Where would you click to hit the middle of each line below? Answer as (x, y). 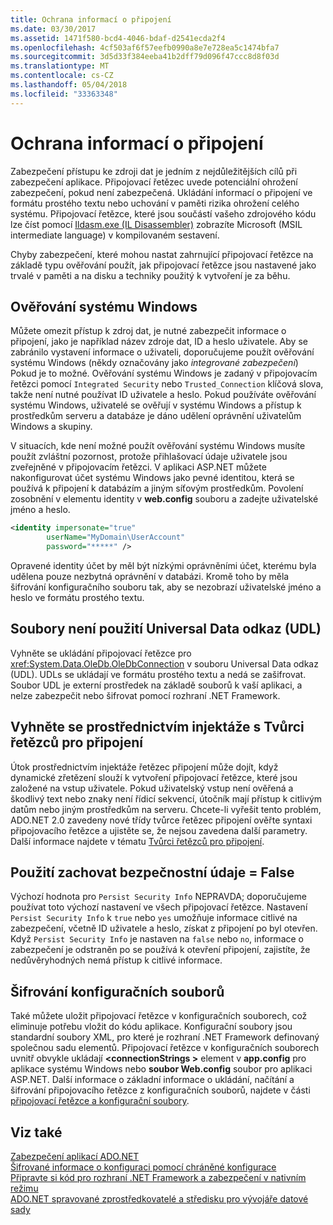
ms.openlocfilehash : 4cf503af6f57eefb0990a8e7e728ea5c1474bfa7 (145, 47)
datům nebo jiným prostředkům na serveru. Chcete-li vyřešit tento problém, (166, 809)
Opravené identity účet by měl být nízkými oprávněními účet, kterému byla (163, 565)
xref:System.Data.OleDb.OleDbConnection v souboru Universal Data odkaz (164, 663)
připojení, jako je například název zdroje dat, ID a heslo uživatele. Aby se (159, 342)
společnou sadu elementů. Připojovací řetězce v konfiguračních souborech (165, 1048)
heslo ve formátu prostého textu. (77, 597)
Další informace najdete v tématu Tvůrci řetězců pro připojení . (137, 841)
